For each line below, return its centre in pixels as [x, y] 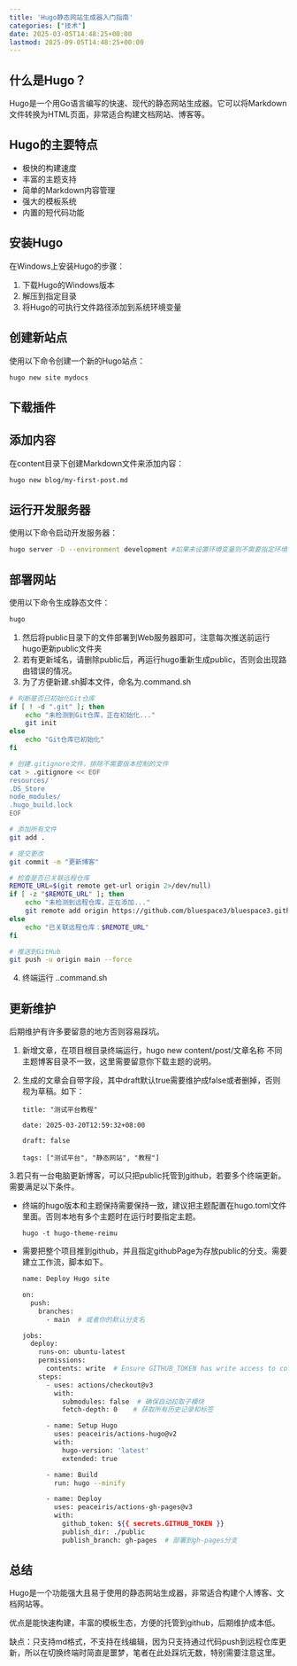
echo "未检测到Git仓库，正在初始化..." [91, 715]
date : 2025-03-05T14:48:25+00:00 [71, 34]
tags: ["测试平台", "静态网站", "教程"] [91, 1158]
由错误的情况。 [49, 670]
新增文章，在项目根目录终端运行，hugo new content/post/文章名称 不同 [152, 1051]
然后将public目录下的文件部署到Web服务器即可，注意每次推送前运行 [146, 637]
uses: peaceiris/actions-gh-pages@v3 [123, 1507]
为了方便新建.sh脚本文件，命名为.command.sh [107, 681]
